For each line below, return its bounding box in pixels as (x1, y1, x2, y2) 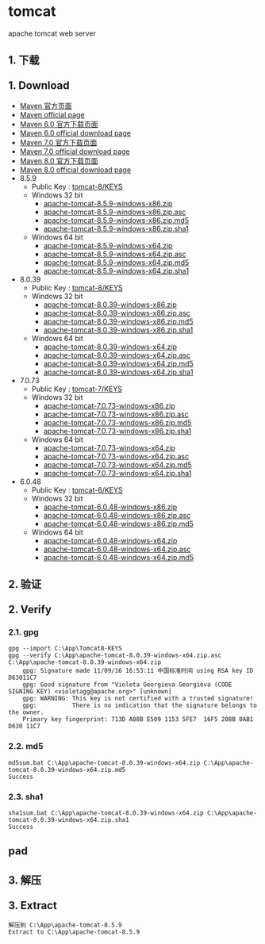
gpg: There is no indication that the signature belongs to (22, 701, 258, 710)
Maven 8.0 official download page (19, 165, 132, 175)
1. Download (8, 79, 70, 93)
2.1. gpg (8, 627, 40, 638)
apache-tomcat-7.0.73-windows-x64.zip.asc (43, 451, 189, 461)
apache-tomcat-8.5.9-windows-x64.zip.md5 (43, 257, 190, 267)
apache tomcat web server (8, 29, 97, 38)
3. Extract (8, 899, 57, 912)
